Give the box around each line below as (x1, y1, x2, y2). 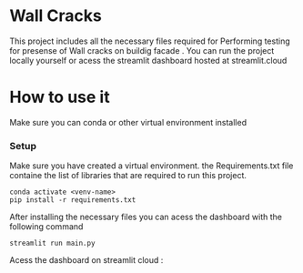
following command (9, 221, 84, 232)
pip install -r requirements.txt (9, 196, 136, 205)
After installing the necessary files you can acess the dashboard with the (9, 211, 283, 223)
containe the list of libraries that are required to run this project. (9, 170, 247, 181)
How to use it (9, 87, 111, 107)
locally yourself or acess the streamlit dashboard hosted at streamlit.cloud (9, 55, 288, 66)
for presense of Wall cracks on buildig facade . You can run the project (9, 45, 275, 56)
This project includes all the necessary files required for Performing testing (9, 35, 290, 46)
